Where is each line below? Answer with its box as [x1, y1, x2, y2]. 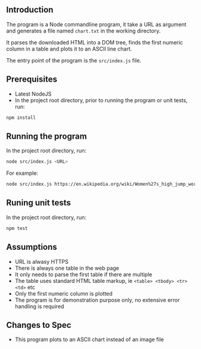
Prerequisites [6, 74, 57, 85]
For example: [6, 169, 39, 177]
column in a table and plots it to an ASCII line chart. [6, 45, 132, 52]
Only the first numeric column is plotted [14, 290, 112, 297]
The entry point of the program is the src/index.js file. [6, 56, 142, 64]
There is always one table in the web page [14, 264, 120, 272]
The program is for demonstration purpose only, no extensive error [14, 296, 180, 303]
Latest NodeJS [14, 90, 52, 97]
